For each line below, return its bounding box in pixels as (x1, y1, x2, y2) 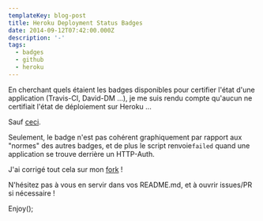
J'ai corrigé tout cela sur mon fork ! (8, 164, 123, 174)
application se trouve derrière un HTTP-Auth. (8, 149, 156, 158)
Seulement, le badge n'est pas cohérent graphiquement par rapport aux (8, 132, 242, 142)
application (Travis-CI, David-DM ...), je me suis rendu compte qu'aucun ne (8, 93, 253, 103)
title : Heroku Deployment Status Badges (8, 19, 144, 27)
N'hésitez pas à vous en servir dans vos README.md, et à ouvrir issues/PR (8, 180, 253, 189)
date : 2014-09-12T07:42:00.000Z (8, 26, 115, 34)
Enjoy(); (8, 204, 34, 213)
